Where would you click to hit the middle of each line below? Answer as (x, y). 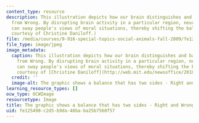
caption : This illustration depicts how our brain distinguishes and (99, 56)
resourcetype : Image (32, 99)
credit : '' (25, 77)
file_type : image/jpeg (34, 45)
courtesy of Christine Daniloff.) (54, 34)
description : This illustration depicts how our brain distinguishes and (99, 17)
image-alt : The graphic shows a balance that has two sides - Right (98, 83)
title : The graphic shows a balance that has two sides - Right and (92, 105)
